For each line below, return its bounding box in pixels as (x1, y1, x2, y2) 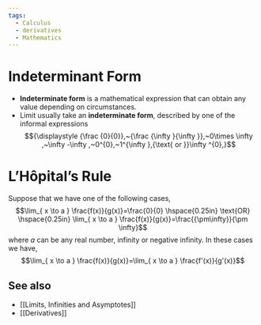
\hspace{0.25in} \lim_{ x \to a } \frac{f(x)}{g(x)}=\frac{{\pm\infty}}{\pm (17, 214, 248, 224)
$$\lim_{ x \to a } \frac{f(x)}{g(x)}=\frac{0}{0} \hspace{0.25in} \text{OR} (15, 206, 251, 216)
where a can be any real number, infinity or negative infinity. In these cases (8, 235, 253, 245)
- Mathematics (15, 33, 62, 42)
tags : (8, 11, 26, 20)
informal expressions (19, 119, 89, 129)
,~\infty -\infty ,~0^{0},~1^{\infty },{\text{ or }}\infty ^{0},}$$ (41, 140, 236, 149)
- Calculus (15, 19, 51, 27)
